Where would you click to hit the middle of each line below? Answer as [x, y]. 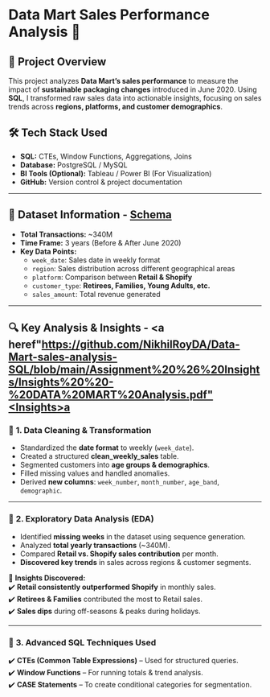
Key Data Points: [48, 251]
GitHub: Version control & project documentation [101, 182]
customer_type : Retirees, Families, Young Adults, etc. [121, 285]
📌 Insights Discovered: [47, 578]
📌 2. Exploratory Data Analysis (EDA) [81, 519]
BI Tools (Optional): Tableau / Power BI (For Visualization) [116, 173]
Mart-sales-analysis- [63, 357]
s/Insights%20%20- [61, 383]
